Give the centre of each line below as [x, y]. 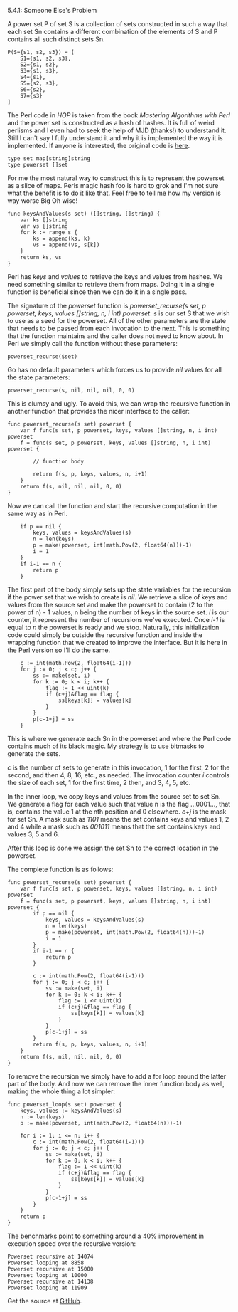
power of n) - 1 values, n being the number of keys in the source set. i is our [118, 612]
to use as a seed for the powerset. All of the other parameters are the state [117, 321]
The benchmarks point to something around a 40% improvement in [106, 1236]
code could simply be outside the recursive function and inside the [105, 635]
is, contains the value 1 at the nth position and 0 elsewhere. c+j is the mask [117, 812]
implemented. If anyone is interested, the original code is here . [99, 146]
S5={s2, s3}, [39, 83]
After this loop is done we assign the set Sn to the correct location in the [113, 848]
